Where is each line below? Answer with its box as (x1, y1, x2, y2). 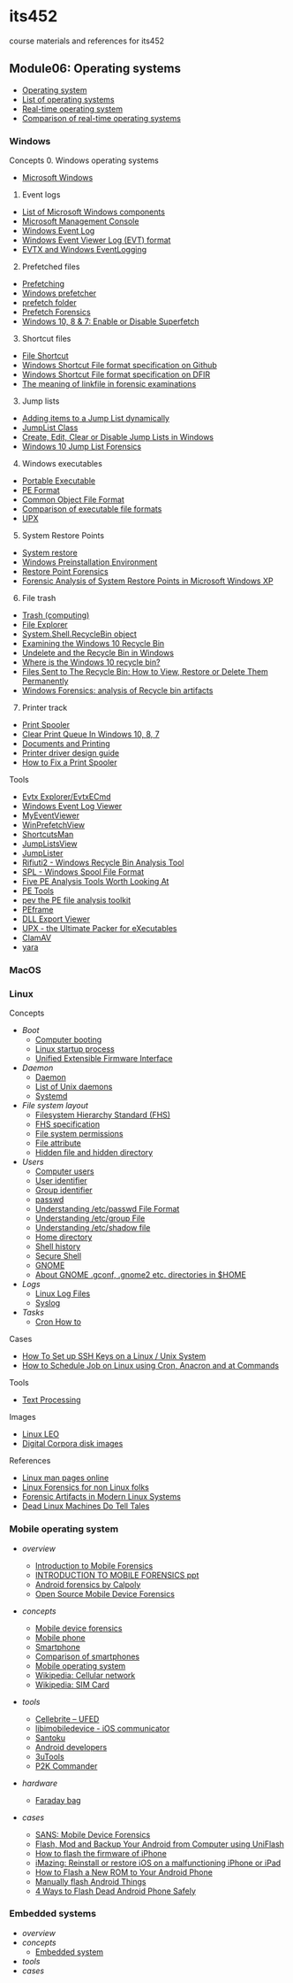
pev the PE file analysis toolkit (21, 895, 131, 906)
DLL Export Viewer (21, 914, 91, 924)
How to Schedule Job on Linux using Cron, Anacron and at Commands (21, 1361, 280, 1371)
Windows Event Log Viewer (21, 801, 123, 812)
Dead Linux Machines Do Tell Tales (21, 1501, 150, 1511)
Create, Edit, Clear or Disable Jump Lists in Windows (21, 432, 214, 443)
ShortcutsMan (21, 829, 74, 840)
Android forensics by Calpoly (34, 1578, 141, 1590)
